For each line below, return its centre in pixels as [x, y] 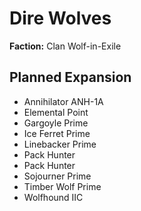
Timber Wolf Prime [62, 186]
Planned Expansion [70, 77]
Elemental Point [56, 112]
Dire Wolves [60, 18]
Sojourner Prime [57, 176]
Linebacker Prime [60, 144]
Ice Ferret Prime [57, 133]
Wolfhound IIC [53, 197]
